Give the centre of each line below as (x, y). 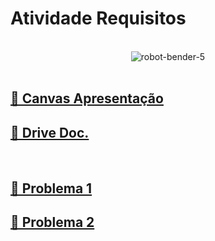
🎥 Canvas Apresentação (87, 98)
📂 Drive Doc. (50, 132)
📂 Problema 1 (51, 188)
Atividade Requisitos (98, 18)
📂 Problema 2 (52, 222)
